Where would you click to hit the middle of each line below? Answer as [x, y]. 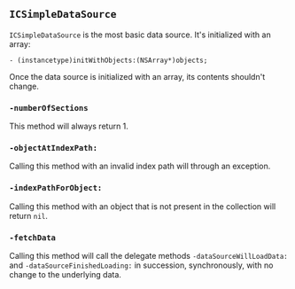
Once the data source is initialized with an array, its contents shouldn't [137, 76]
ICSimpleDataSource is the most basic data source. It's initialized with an [140, 35]
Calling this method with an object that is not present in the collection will [143, 206]
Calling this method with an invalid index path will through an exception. [140, 166]
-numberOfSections [49, 108]
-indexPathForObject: [56, 188]
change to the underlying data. [66, 274]
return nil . [29, 215]
